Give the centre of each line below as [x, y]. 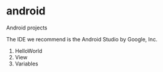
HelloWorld [28, 51]
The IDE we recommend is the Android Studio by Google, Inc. [82, 39]
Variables [26, 64]
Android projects [27, 28]
